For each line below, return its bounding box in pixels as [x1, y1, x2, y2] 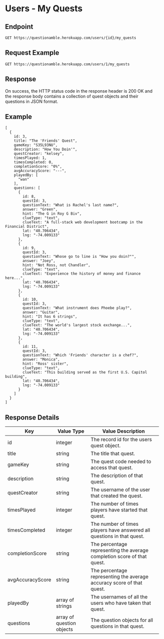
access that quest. [90, 464, 133, 471]
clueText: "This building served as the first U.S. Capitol [22, 370, 147, 375]
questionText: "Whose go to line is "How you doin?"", [22, 254, 137, 259]
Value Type [58, 428, 84, 435]
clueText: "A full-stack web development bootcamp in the [22, 220, 143, 225]
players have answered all [90, 527, 150, 534]
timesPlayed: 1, [14, 155, 47, 161]
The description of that [90, 472, 143, 479]
